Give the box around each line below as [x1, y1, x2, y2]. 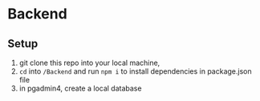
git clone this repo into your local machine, [18, 58, 160, 67]
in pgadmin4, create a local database [18, 83, 142, 93]
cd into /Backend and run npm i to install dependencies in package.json [18, 67, 252, 76]
